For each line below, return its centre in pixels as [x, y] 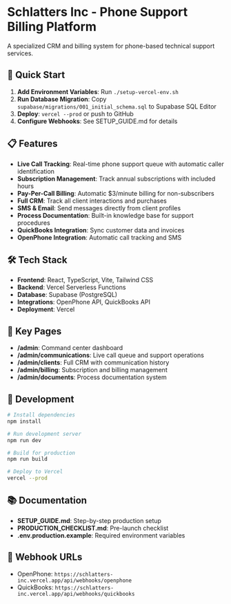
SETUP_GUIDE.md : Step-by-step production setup [89, 520]
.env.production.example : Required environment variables [101, 535]
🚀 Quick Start [36, 75]
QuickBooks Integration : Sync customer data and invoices [101, 230]
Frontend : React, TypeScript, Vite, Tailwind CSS [85, 280]
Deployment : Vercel [46, 309]
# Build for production [41, 453]
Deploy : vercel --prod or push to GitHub [76, 113]
